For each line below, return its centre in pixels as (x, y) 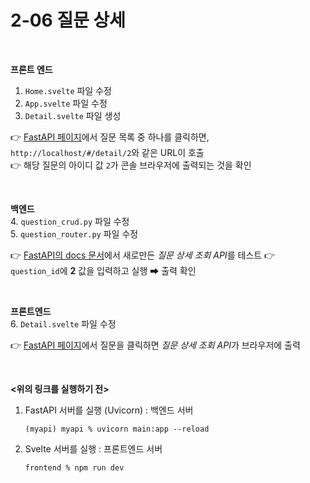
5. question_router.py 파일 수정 (74, 233)
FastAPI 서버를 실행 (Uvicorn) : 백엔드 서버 (109, 410)
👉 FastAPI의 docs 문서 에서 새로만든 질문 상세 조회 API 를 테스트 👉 (143, 255)
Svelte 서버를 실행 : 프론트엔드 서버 (93, 448)
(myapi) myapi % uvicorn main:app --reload (117, 429)
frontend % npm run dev (74, 467)
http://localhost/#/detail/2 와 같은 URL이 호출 (107, 152)
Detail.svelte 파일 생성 (73, 115)
